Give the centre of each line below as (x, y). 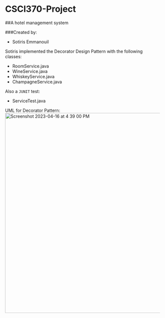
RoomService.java (30, 66)
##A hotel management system (37, 23)
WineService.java (30, 71)
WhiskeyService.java (33, 76)
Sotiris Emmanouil (30, 42)
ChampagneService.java (37, 82)
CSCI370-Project (41, 9)
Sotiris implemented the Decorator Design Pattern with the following (74, 51)
